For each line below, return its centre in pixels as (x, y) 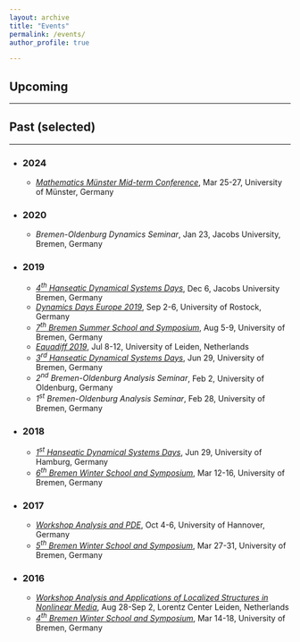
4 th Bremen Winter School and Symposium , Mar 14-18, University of (160, 617)
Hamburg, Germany (72, 462)
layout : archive (39, 17)
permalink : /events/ (48, 34)
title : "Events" (39, 26)
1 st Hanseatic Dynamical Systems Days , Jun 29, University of (149, 451)
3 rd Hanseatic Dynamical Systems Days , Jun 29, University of (150, 357)
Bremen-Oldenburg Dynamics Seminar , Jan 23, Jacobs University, (158, 234)
